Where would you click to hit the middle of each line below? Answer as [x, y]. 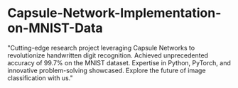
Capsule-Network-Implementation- [114, 13]
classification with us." [40, 78]
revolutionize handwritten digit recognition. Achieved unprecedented [108, 55]
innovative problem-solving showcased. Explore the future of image [107, 70]
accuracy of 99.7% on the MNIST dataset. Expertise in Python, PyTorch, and [119, 62]
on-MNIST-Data [55, 28]
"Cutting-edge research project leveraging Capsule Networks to [101, 48]
